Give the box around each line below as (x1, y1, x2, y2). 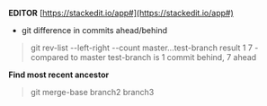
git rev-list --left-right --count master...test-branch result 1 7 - (30, 42, 259, 53)
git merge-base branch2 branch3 (30, 87, 155, 97)
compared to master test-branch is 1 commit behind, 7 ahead (30, 52, 257, 62)
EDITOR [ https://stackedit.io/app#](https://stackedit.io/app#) (8, 8, 235, 18)
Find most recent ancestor (8, 69, 110, 80)
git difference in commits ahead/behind (21, 25, 168, 35)
